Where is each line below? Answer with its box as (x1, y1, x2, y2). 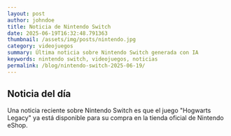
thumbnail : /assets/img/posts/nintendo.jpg (7, 36, 136, 43)
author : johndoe (7, 17, 55, 24)
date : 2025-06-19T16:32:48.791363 (7, 29, 108, 37)
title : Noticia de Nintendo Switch (7, 23, 111, 30)
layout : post (7, 10, 45, 17)
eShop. (7, 121, 28, 130)
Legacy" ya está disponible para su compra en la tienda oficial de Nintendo (7, 114, 224, 122)
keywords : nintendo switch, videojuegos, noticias (7, 56, 158, 63)
